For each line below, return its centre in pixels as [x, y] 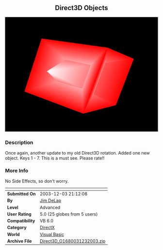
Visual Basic [52, 234]
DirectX [47, 228]
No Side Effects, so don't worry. [37, 181]
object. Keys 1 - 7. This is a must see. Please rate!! [55, 158]
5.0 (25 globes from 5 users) [69, 214]
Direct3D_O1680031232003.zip [73, 241]
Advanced [50, 207]
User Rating [19, 214]
